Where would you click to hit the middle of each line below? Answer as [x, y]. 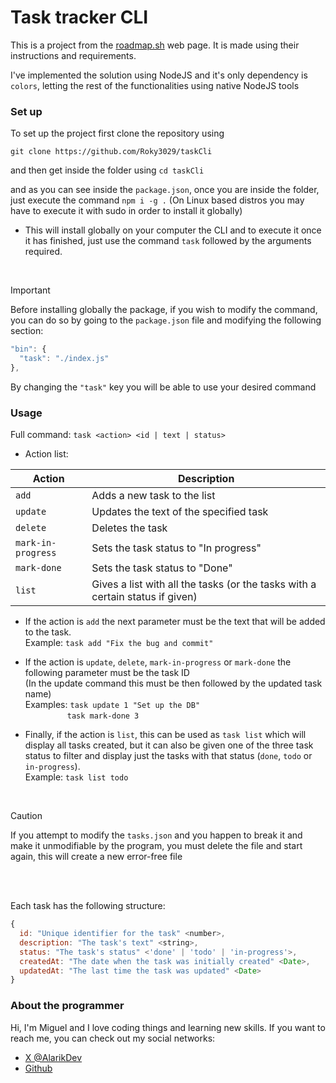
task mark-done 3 [103, 716]
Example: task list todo [76, 777]
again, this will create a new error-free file [96, 857]
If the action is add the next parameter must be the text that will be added [175, 622]
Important [30, 290]
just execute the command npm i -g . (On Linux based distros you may [157, 200]
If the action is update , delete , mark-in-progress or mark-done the [158, 662]
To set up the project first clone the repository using [117, 133]
